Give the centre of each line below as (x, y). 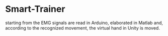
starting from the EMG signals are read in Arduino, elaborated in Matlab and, (84, 23)
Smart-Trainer (35, 9)
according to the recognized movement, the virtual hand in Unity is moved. (82, 28)
